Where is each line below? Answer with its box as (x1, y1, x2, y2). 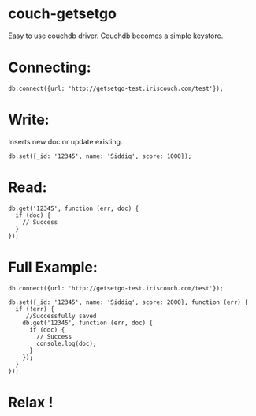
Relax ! (8, 393, 54, 411)
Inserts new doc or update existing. (8, 137, 123, 146)
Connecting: (8, 58, 92, 77)
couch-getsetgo (8, 5, 117, 23)
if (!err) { (15, 305, 55, 313)
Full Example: (8, 258, 98, 276)
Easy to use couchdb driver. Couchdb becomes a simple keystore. (8, 31, 224, 40)
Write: (8, 111, 50, 129)
